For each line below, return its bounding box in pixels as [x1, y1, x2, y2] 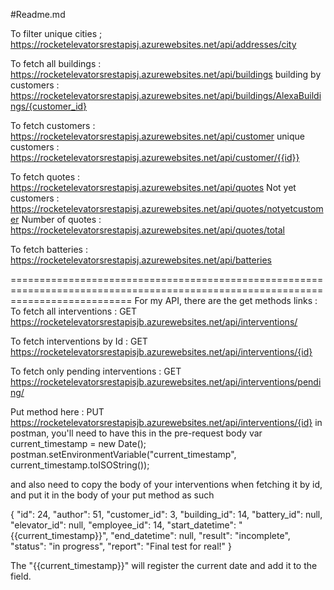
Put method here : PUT [10, 406, 105, 418]
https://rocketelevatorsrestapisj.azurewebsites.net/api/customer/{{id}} [10, 152, 300, 163]
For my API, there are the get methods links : [134, 295, 318, 306]
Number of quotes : [21, 214, 102, 225]
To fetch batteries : [10, 244, 88, 255]
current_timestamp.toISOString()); [10, 459, 150, 471]
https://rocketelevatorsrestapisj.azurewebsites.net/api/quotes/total [10, 224, 285, 236]
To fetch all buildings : [10, 58, 102, 69]
